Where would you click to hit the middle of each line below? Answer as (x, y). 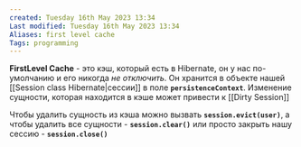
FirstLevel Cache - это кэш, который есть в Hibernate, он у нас (130, 69)
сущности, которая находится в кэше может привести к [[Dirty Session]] (150, 97)
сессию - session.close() (59, 134)
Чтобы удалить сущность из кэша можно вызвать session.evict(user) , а (150, 115)
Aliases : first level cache (62, 34)
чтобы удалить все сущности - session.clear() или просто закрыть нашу (150, 124)
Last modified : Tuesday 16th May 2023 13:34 (94, 26)
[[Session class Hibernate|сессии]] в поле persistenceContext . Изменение (150, 87)
